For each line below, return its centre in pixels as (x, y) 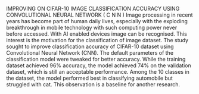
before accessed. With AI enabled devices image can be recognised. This (97, 34)
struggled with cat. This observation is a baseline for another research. (93, 84)
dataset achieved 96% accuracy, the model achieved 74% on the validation (99, 65)
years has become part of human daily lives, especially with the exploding (97, 21)
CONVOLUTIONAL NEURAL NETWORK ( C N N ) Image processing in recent (99, 15)
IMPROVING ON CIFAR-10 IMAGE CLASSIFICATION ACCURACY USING (93, 9)
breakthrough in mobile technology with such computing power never (92, 27)
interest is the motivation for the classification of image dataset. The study (97, 40)
